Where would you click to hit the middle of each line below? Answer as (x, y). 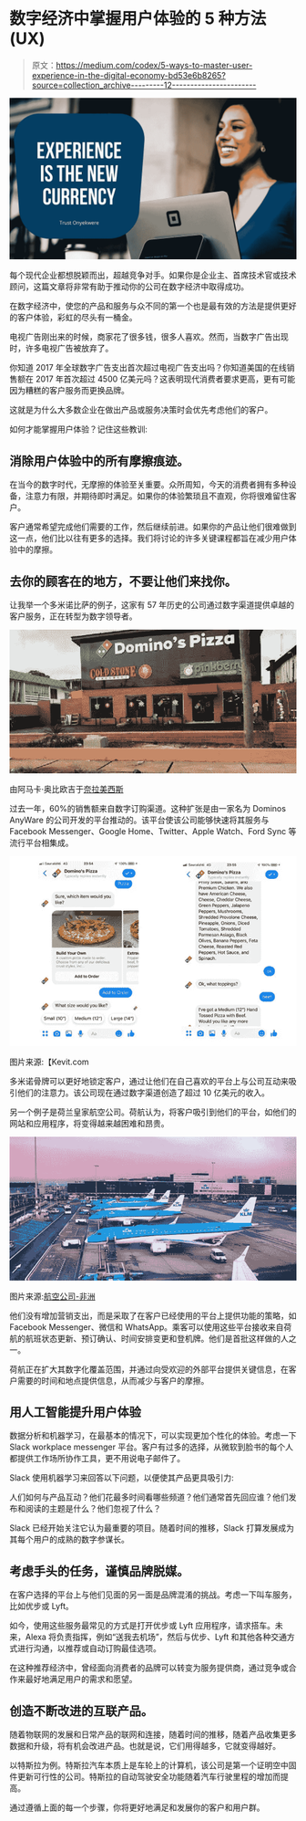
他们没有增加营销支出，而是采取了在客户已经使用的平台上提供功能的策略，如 (153, 1315)
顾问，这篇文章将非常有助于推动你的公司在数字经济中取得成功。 (129, 287)
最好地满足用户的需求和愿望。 (81, 1680)
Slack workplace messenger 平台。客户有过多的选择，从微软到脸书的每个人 (152, 1447)
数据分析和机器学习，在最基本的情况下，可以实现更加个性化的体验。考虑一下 (153, 1436)
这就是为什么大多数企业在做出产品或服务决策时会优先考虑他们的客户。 (141, 410)
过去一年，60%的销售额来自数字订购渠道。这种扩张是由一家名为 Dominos (148, 809)
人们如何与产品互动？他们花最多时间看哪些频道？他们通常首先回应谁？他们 (149, 1497)
